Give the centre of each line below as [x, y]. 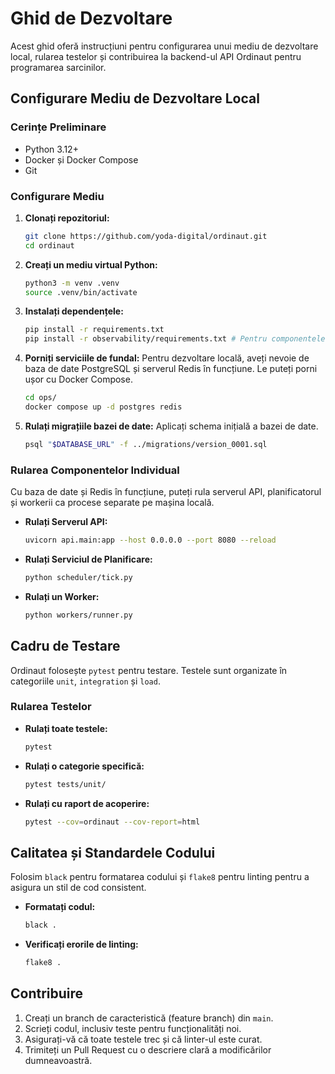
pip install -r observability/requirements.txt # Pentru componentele [175, 339]
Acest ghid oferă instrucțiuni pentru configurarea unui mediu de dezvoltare [164, 46]
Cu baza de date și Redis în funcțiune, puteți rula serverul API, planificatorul [166, 492]
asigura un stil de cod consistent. [78, 888]
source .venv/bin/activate [81, 292]
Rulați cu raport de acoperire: [87, 803]
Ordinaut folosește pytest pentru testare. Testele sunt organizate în [149, 670]
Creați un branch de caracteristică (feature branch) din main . [149, 1018]
